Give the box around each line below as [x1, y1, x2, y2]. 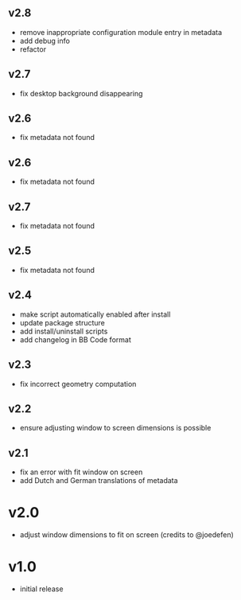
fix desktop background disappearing [19, 88, 143, 98]
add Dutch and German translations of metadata [19, 476, 178, 485]
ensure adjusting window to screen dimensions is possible [19, 423, 212, 433]
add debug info [19, 36, 70, 45]
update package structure [19, 318, 105, 327]
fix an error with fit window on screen [19, 467, 143, 477]
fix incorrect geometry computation [19, 379, 137, 388]
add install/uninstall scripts [19, 326, 108, 336]
